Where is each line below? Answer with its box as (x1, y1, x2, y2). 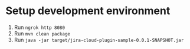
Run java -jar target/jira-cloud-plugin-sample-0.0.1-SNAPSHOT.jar (14, 36, 184, 43)
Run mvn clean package (14, 30, 70, 37)
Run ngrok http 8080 (14, 24, 65, 31)
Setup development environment (5, 4, 171, 18)
